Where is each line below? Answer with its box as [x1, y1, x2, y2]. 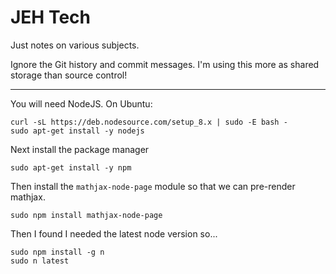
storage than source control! [10, 69, 128, 81]
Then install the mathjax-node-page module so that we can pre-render [10, 180, 296, 192]
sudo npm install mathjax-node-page [10, 210, 163, 220]
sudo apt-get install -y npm [10, 162, 132, 173]
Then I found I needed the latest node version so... [10, 227, 218, 240]
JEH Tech [10, 6, 92, 29]
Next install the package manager [10, 143, 150, 155]
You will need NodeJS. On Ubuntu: [10, 97, 153, 110]
